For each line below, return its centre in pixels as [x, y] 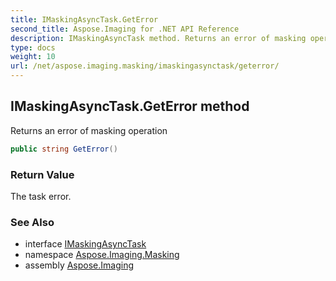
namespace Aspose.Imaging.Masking [102, 255]
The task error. [41, 196]
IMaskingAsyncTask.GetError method [130, 106]
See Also [32, 222]
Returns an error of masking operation [89, 130]
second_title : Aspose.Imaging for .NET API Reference [125, 29]
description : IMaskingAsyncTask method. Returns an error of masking [158, 38]
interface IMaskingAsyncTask [85, 244]
